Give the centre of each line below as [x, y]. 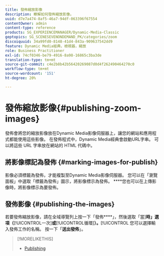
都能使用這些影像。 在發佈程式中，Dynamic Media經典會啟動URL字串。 [81, 139]
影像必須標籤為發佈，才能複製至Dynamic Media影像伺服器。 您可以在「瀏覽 [82, 175]
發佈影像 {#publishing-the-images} [60, 204]
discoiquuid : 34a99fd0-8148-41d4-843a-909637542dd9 [59, 42]
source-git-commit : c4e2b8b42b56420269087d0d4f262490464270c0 [70, 64]
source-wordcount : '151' [30, 74]
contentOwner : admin [26, 23]
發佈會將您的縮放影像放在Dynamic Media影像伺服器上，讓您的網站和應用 [79, 133]
